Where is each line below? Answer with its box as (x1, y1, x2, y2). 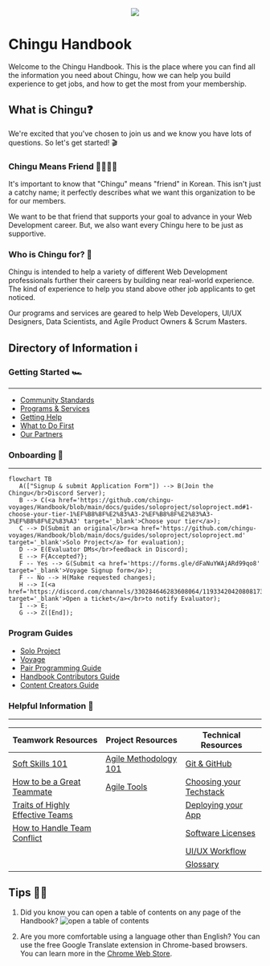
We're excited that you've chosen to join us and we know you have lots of (8, 129, 252, 138)
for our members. (8, 196, 67, 206)
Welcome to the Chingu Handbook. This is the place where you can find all (8, 61, 256, 72)
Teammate (12, 786, 52, 797)
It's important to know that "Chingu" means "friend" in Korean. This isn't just (8, 179, 261, 189)
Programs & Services (19, 404, 90, 413)
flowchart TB (8, 475, 52, 483)
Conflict (12, 832, 43, 844)
